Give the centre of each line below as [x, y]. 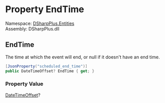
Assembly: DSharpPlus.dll [32, 28]
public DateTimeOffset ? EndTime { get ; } [50, 71]
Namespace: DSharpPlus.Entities [40, 23]
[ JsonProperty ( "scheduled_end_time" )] [46, 66]
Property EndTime [45, 9]
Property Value [24, 84]
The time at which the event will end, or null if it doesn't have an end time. [83, 57]
